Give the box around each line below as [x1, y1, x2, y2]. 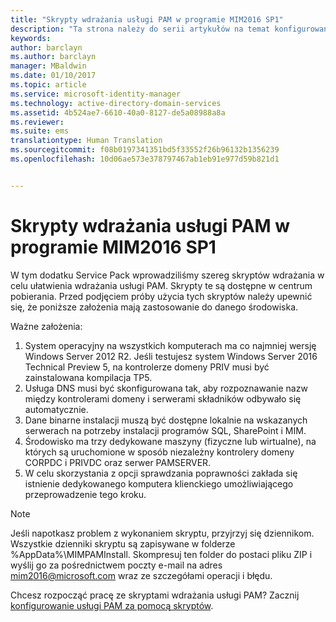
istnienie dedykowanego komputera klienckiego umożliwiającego [24, 477, 294, 490]
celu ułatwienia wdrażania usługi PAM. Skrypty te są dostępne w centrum [10, 279, 313, 291]
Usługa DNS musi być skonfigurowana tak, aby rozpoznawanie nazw [24, 382, 308, 394]
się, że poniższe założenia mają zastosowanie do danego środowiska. [10, 301, 299, 313]
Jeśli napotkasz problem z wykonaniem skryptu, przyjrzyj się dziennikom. [10, 527, 315, 539]
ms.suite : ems [10, 126, 70, 136]
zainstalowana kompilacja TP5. [24, 371, 153, 383]
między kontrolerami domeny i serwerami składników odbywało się [24, 392, 302, 405]
